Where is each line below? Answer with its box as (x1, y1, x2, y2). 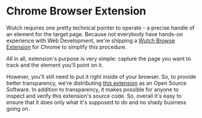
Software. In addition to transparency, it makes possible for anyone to (6, 85, 179, 93)
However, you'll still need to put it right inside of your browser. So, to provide (6, 73, 197, 80)
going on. (6, 105, 30, 112)
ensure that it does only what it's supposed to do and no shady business (6, 98, 187, 106)
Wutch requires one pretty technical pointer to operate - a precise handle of (6, 24, 195, 31)
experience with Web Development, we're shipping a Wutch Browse (6, 37, 175, 44)
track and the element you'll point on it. (6, 61, 104, 69)
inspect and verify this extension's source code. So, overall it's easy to (6, 92, 182, 99)
